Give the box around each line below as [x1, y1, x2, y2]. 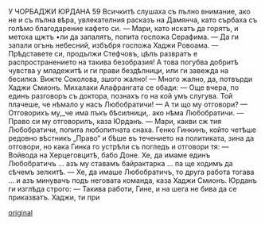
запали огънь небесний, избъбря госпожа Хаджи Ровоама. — [8, 41, 219, 50]
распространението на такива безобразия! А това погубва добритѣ [8, 57, 239, 67]
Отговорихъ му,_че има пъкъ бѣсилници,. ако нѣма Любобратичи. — [8, 108, 244, 118]
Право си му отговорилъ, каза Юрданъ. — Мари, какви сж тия [8, 117, 222, 126]
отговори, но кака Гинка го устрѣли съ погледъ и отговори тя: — [8, 142, 229, 151]
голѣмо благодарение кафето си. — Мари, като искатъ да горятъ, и [8, 24, 239, 33]
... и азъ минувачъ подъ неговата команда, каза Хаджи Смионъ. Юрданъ [8, 176, 257, 185]
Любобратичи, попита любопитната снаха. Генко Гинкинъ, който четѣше [8, 125, 257, 134]
